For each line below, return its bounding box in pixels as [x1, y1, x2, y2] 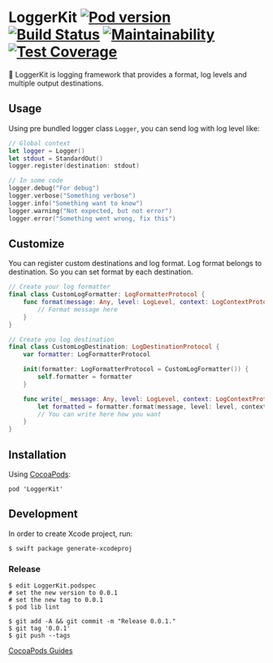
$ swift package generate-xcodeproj [8, 544, 132, 552]
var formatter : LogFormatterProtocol [23, 351, 151, 359]
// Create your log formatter [8, 283, 111, 291]
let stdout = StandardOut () [8, 155, 104, 163]
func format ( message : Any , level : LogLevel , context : [23, 298, 209, 307]
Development [8, 507, 79, 521]
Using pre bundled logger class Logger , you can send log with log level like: [8, 123, 260, 133]
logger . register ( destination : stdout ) [8, 162, 140, 170]
